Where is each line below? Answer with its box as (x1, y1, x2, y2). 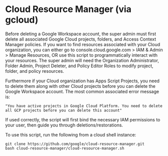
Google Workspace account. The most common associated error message (5, 88, 159, 94)
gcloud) (5, 14, 39, 26)
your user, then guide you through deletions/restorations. (5, 122, 123, 128)
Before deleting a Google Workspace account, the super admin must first (5, 31, 156, 37)
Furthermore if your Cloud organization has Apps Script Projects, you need (5, 78, 159, 84)
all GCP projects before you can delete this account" (5, 108, 122, 113)
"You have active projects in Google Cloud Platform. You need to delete (5, 103, 163, 108)
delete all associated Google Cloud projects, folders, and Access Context (5, 36, 156, 42)
